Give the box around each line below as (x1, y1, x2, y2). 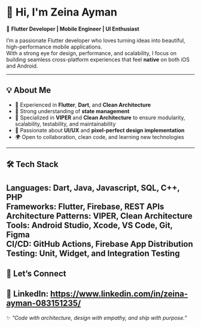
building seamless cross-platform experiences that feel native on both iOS (6, 56, 190, 63)
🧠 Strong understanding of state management (14, 107, 130, 114)
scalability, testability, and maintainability (14, 120, 116, 128)
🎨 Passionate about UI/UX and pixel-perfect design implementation (14, 126, 185, 134)
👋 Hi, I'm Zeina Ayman (6, 5, 118, 19)
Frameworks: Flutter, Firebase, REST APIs (6, 201, 165, 211)
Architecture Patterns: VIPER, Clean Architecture (6, 211, 193, 221)
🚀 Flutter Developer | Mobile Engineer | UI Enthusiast (6, 25, 139, 32)
